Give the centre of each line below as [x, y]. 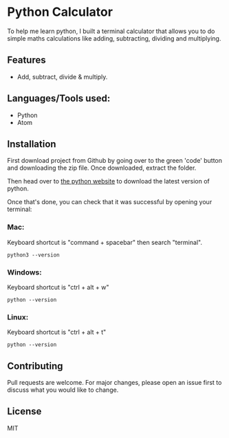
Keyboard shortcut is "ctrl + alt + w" [58, 287]
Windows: [25, 272]
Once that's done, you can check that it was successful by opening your [110, 202]
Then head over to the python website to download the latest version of [108, 181]
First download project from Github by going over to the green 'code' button [115, 161]
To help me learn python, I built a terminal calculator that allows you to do [111, 31]
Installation [32, 144]
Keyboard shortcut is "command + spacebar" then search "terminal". [105, 242]
